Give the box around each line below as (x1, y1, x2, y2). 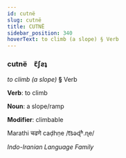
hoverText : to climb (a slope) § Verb (7, 36, 119, 43)
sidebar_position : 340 (7, 29, 73, 37)
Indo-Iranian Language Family (7, 143, 94, 151)
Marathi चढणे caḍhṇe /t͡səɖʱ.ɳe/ (7, 129, 95, 137)
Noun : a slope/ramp (7, 102, 64, 111)
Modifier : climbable (7, 116, 64, 124)
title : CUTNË (7, 23, 45, 30)
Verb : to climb (7, 89, 48, 97)
